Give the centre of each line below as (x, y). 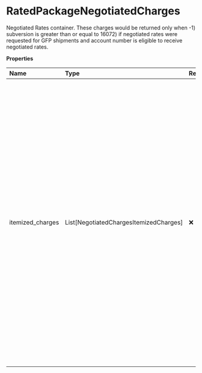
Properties (20, 58)
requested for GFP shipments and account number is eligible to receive (94, 40)
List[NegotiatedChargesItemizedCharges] (124, 222)
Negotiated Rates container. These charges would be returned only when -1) (101, 28)
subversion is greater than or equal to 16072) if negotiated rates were (92, 34)
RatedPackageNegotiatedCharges (93, 11)
